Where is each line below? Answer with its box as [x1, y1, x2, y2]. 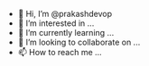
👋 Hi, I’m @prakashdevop [17, 9, 113, 19]
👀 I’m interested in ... [17, 18, 95, 29]
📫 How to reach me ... [17, 47, 102, 57]
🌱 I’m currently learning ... [17, 28, 115, 37]
